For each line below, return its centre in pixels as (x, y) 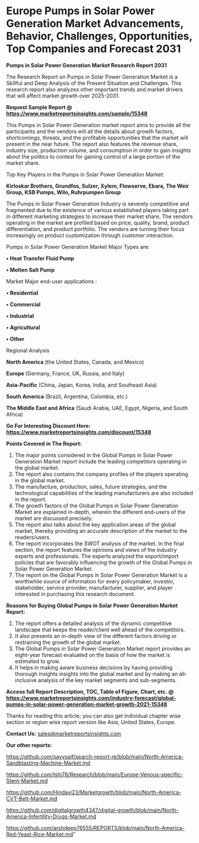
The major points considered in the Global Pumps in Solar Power (94, 455)
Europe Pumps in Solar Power (80, 11)
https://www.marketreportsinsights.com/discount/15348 (79, 432)
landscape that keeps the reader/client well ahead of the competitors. (100, 629)
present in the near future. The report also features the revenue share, (92, 144)
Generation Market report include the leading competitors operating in (101, 461)
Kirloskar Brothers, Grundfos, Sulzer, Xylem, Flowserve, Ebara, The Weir (97, 186)
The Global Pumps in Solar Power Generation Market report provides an (102, 648)
